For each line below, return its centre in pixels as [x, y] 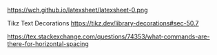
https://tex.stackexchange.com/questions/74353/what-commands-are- [108, 36]
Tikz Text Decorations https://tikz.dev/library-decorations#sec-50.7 [103, 23]
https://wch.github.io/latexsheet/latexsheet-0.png [77, 10]
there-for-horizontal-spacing [48, 44]
